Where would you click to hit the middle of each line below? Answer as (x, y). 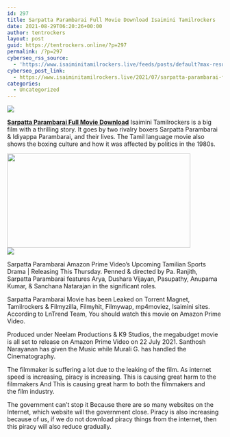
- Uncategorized (36, 90)
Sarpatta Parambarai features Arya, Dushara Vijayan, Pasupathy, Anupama (112, 279)
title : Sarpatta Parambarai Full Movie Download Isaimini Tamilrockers (111, 20)
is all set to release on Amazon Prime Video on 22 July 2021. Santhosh (106, 342)
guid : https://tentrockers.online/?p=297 (67, 45)
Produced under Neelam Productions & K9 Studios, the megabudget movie (113, 335)
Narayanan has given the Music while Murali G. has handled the (97, 349)
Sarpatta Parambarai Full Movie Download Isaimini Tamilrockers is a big (110, 122)
